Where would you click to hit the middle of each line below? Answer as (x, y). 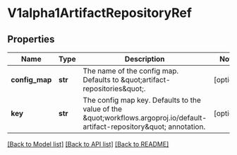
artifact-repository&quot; (125, 127)
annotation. (187, 127)
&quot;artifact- (146, 80)
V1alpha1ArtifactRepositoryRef (100, 13)
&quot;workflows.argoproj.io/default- (145, 118)
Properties (31, 39)
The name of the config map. (131, 71)
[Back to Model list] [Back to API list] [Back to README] (88, 144)
